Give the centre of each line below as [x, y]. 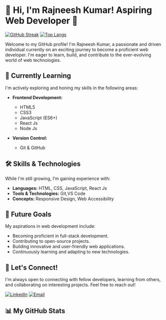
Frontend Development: [38, 97]
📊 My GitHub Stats [35, 311]
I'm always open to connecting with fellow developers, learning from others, [83, 280]
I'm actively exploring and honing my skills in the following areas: [72, 88]
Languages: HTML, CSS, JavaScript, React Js [60, 188]
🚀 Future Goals [28, 214]
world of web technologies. [33, 60]
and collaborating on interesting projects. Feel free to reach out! [70, 285]
